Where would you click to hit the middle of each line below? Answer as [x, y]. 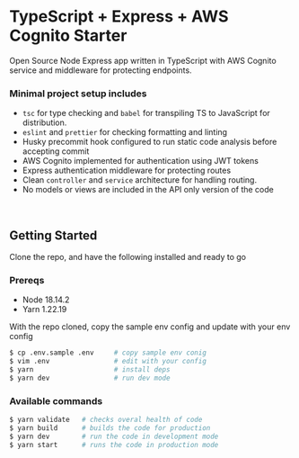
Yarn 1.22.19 [44, 310]
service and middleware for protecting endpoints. [101, 70]
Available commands [56, 400]
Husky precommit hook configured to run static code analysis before [149, 142]
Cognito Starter [68, 36]
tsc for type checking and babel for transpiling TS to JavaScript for [146, 113]
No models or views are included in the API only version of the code [148, 190]
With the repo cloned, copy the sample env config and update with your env [150, 327]
